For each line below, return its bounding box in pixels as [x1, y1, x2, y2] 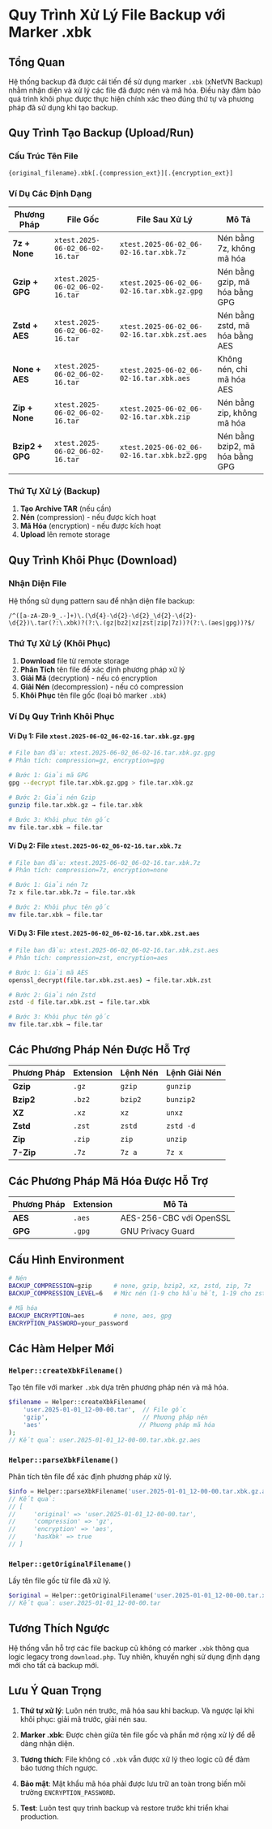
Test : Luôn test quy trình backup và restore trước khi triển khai [19, 1803, 229, 1813]
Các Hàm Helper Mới [8, 1342, 115, 1356]
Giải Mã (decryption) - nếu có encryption [19, 673, 158, 683]
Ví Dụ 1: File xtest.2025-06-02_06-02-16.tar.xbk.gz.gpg [8, 731, 195, 741]
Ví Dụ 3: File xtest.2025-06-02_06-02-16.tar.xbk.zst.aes [8, 928, 200, 938]
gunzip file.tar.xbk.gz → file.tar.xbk [8, 801, 143, 809]
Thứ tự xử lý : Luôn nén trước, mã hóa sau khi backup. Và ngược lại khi [19, 1706, 255, 1715]
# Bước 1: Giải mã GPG [8, 772, 89, 780]
